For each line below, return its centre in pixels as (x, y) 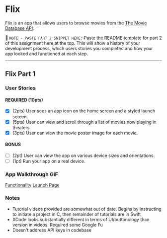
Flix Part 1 (20, 74)
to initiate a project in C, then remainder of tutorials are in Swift (77, 214)
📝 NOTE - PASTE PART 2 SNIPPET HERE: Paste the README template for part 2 (83, 38)
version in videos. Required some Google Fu (58, 225)
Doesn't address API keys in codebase (52, 230)
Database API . (20, 28)
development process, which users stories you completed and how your (79, 48)
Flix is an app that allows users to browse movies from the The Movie (76, 23)
